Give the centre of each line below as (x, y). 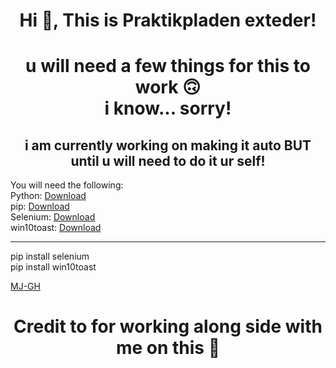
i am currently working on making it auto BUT (168, 145)
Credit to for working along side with (168, 326)
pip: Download (40, 206)
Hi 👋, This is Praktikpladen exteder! (168, 20)
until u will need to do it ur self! (168, 160)
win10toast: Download (56, 228)
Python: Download (48, 196)
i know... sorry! (168, 108)
